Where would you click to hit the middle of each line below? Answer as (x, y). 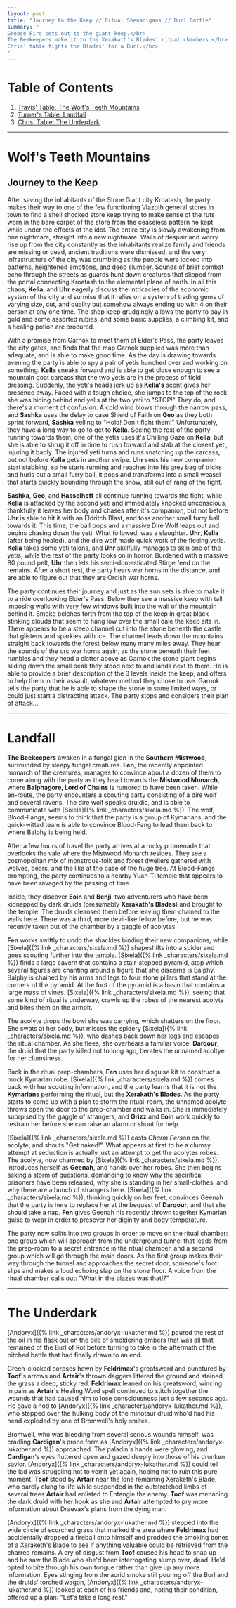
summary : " (23, 27)
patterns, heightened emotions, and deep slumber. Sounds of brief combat (116, 267)
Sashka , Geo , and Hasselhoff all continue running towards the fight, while (115, 495)
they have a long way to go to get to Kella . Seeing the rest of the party (109, 430)
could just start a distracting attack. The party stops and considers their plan (118, 695)
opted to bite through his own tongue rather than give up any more (104, 1567)
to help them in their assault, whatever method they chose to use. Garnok (113, 680)
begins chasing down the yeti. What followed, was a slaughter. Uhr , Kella (113, 533)
